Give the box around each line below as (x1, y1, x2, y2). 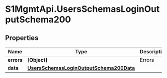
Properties (5, 34, 39, 42)
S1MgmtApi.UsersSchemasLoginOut (5, 3, 160, 15)
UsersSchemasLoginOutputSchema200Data (27, 65, 135, 71)
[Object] (27, 57, 48, 63)
